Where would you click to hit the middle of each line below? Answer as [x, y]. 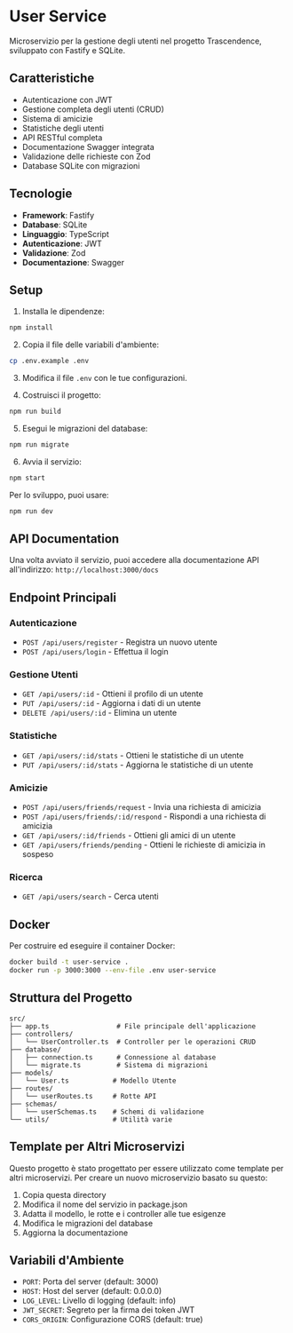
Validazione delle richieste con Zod [86, 156]
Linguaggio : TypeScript [65, 234]
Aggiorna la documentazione [75, 1233]
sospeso [38, 854]
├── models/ [31, 1073]
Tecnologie [41, 194]
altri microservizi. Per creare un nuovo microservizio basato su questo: [139, 1178]
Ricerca [26, 877]
